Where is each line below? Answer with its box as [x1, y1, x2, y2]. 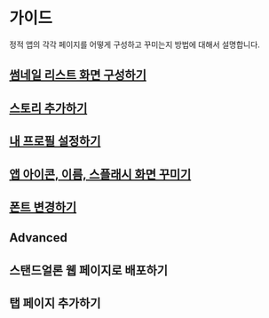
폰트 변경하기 [9, 199, 77, 214]
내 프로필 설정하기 [9, 134, 101, 149]
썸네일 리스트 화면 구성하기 [9, 68, 146, 83]
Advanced [9, 230, 68, 245]
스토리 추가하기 [9, 100, 88, 115]
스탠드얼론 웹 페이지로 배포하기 [9, 263, 169, 278]
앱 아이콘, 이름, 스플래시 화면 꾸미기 [9, 166, 192, 182]
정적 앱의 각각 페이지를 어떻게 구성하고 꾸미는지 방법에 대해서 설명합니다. [9, 39, 260, 50]
